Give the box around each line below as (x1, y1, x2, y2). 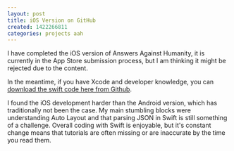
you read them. (7, 136, 51, 145)
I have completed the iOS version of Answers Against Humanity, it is (7, 49, 205, 58)
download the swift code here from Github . (7, 85, 133, 93)
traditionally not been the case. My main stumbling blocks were (7, 106, 192, 114)
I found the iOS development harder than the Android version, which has (7, 99, 217, 107)
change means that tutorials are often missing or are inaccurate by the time (7, 129, 226, 137)
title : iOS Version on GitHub (7, 17, 97, 24)
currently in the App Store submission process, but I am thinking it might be (7, 57, 227, 65)
